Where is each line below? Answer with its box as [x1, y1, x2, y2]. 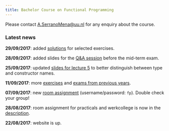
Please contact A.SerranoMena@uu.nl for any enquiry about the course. [5, 21, 155, 27]
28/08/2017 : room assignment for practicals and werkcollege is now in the [5, 104, 161, 111]
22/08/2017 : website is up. [5, 119, 62, 126]
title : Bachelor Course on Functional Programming [5, 7, 114, 13]
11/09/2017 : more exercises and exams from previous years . [5, 80, 131, 86]
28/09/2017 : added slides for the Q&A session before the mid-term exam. [5, 55, 159, 61]
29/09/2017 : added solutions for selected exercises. [5, 45, 115, 51]
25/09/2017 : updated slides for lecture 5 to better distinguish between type [5, 64, 163, 71]
